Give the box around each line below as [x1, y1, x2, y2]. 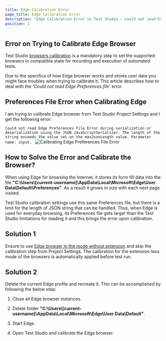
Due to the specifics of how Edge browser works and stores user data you [5, 73, 157, 79]
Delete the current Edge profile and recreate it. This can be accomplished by [5, 281, 161, 287]
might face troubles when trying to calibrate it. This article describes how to [5, 78, 160, 84]
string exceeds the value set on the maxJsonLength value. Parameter [5, 135, 152, 139]
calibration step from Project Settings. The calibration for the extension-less [5, 248, 160, 254]
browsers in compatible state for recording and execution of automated [5, 58, 151, 64]
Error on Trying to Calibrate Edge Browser [5, 39, 136, 48]
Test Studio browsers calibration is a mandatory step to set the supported [5, 53, 155, 59]
